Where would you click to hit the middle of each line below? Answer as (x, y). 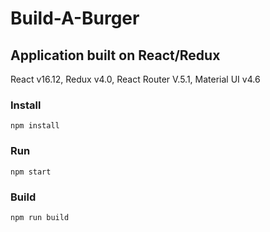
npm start (31, 172)
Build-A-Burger (75, 18)
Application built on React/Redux (115, 55)
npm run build (40, 217)
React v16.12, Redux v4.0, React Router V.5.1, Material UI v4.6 (135, 79)
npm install (35, 126)
